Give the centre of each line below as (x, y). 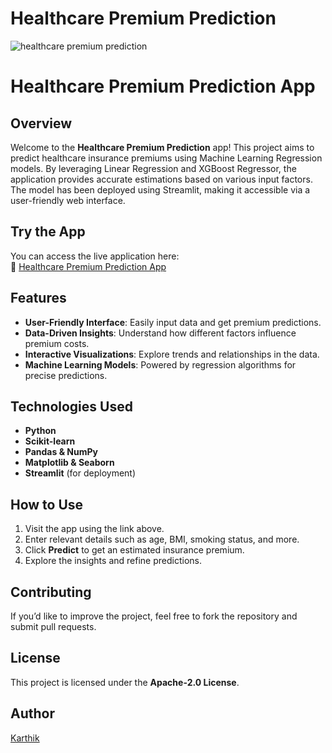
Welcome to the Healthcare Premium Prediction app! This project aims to (162, 147)
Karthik (25, 738)
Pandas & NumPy (61, 452)
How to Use (47, 504)
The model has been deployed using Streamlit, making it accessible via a (160, 189)
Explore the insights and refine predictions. (113, 561)
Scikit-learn (50, 441)
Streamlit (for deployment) (80, 473)
